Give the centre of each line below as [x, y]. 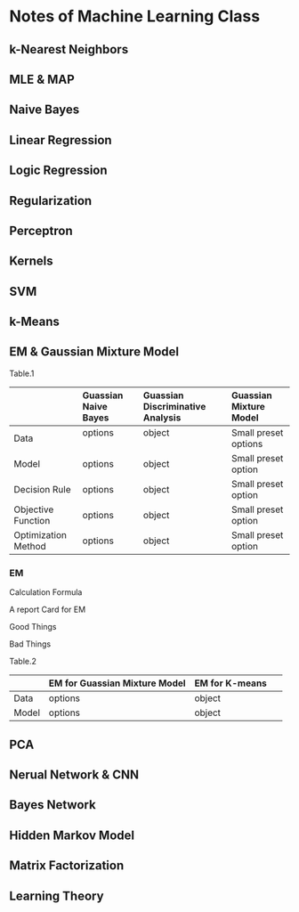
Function [32, 520]
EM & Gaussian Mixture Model [94, 352]
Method [30, 546]
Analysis [162, 418]
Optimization [40, 534]
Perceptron [41, 230]
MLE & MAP [42, 79]
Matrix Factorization [67, 866]
